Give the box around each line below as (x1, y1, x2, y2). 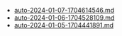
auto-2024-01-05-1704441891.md (13, 21, 114, 29)
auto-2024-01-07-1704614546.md (13, 6, 115, 14)
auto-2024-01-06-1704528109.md (13, 13, 115, 22)
